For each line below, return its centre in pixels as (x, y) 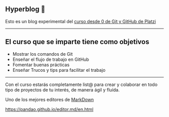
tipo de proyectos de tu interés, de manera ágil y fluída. (62, 90)
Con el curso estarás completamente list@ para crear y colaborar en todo (81, 84)
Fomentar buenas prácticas (41, 65)
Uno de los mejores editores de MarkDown (50, 99)
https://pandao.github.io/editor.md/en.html (50, 109)
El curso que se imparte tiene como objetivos (77, 42)
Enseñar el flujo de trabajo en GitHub (51, 59)
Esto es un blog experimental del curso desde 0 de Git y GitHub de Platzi (80, 21)
